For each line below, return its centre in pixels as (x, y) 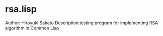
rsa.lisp (21, 9)
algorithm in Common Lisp (32, 28)
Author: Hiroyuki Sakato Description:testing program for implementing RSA (81, 23)
